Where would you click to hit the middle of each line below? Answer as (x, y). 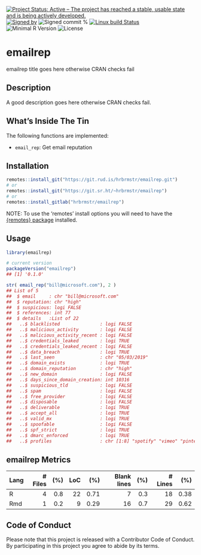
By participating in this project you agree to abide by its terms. (83, 546)
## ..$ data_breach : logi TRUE (68, 352)
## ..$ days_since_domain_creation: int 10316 (68, 380)
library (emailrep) (29, 252)
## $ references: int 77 (38, 313)
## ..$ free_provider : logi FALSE (69, 396)
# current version (29, 263)
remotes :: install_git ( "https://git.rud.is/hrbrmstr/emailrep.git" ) (92, 180)
